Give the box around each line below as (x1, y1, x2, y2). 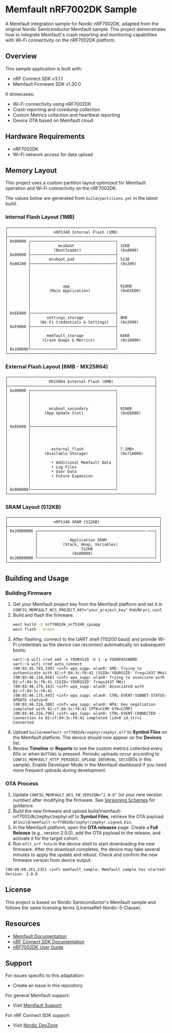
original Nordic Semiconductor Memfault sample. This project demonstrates (5, 26, 166, 32)
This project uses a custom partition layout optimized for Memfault (5, 180, 146, 186)
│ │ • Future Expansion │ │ (5, 473, 158, 478)
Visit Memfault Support (12, 1002, 62, 1008)
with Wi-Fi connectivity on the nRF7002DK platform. (5, 37, 116, 43)
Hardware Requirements (5, 132, 85, 141)
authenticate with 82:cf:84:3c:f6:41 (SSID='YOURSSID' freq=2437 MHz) (12, 670, 167, 675)
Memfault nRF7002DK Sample (5, 4, 138, 15)
